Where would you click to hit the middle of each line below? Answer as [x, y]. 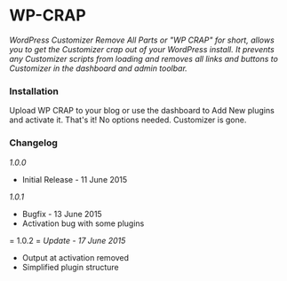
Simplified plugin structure [71, 267]
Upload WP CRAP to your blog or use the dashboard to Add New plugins [142, 111]
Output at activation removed [76, 257]
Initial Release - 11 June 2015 [75, 179]
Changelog [33, 143]
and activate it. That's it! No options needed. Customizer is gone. [128, 120]
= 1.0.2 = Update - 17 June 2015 [68, 240]
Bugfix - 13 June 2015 [62, 214]
